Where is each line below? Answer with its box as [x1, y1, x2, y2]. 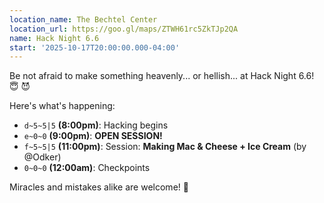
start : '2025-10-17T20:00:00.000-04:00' [9, 42, 181, 53]
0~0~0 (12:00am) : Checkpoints [23, 162, 151, 174]
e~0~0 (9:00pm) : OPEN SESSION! [23, 130, 163, 142]
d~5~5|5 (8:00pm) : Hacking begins [23, 119, 169, 131]
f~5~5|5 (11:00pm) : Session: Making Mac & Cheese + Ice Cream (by [23, 141, 307, 153]
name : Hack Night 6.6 [9, 33, 100, 43]
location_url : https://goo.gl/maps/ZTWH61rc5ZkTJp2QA [9, 24, 239, 34]
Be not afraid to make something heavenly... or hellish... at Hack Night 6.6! [9, 70, 315, 82]
